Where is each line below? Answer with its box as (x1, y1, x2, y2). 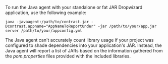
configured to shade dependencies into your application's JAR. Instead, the (5, 42, 162, 48)
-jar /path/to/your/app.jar (97, 24, 157, 29)
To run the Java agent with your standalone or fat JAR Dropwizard (5, 5, 143, 10)
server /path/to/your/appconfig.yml (5, 28, 82, 33)
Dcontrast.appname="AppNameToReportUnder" (5, 24, 96, 29)
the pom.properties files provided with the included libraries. (5, 53, 131, 59)
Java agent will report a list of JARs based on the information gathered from (5, 48, 163, 53)
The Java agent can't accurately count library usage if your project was (5, 37, 154, 43)
